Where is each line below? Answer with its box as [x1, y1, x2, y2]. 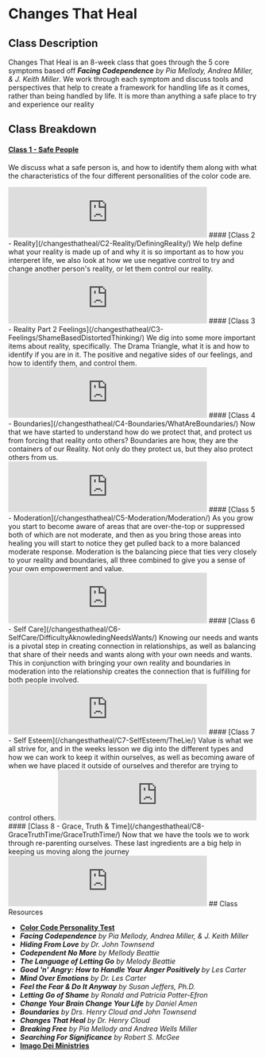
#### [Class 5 [208, 504, 256, 514]
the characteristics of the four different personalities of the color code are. [8, 171, 252, 180]
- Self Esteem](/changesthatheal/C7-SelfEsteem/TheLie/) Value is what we [8, 736, 253, 745]
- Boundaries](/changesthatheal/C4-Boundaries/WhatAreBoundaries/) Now [8, 419, 256, 428]
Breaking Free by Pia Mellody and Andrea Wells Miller [19, 1024, 198, 1033]
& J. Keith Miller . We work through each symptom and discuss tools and [8, 75, 244, 83]
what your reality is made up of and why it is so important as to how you [8, 247, 244, 257]
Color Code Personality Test [19, 922, 115, 932]
